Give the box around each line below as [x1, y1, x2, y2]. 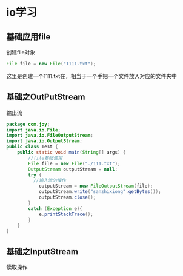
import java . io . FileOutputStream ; [6, 133, 94, 139]
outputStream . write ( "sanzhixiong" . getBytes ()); [38, 189, 162, 195]
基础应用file [6, 31, 51, 42]
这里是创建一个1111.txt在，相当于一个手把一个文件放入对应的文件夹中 [6, 72, 177, 79]
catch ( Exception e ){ [28, 205, 83, 212]
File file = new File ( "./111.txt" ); [28, 160, 121, 166]
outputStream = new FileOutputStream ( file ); [38, 183, 153, 189]
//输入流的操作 [33, 177, 67, 183]
